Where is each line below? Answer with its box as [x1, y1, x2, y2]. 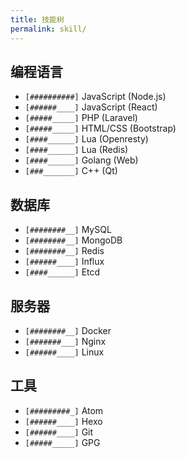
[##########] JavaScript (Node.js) [24, 91, 167, 103]
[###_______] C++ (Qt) [24, 165, 118, 177]
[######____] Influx [24, 256, 105, 268]
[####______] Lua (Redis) [24, 144, 129, 156]
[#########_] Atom [24, 404, 104, 416]
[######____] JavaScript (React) [24, 101, 158, 113]
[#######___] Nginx [24, 335, 107, 347]
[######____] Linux [24, 346, 105, 358]
